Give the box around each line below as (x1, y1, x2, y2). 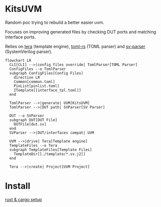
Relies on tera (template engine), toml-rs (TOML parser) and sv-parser (5, 43, 145, 49)
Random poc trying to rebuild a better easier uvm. (5, 19, 105, 25)
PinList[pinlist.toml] (14, 84, 60, 88)
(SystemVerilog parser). (5, 49, 52, 54)
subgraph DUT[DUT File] (9, 118, 57, 122)
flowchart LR (5, 58, 32, 63)
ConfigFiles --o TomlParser (9, 67, 66, 71)
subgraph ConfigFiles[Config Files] (9, 70, 83, 76)
